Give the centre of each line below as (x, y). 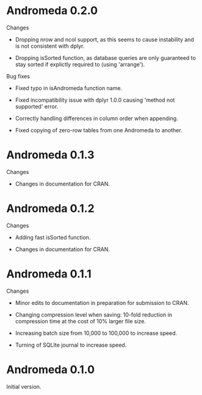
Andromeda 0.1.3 (50, 155)
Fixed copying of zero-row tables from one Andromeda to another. (99, 130)
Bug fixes (18, 76)
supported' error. (37, 106)
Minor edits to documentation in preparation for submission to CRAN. (102, 303)
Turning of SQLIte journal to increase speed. (71, 345)
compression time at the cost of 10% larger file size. (81, 321)
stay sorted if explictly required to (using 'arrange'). (80, 64)
